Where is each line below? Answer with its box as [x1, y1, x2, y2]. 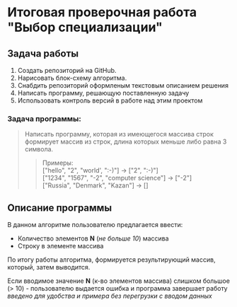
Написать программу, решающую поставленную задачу [17, 89, 190, 97]
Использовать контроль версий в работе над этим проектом [17, 96, 203, 105]
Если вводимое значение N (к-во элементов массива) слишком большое [7, 277, 230, 285]
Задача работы [7, 47, 79, 59]
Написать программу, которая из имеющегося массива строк [24, 130, 214, 139]
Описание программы [7, 202, 112, 214]
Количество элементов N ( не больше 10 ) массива [17, 234, 169, 243]
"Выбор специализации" [7, 19, 163, 35]
